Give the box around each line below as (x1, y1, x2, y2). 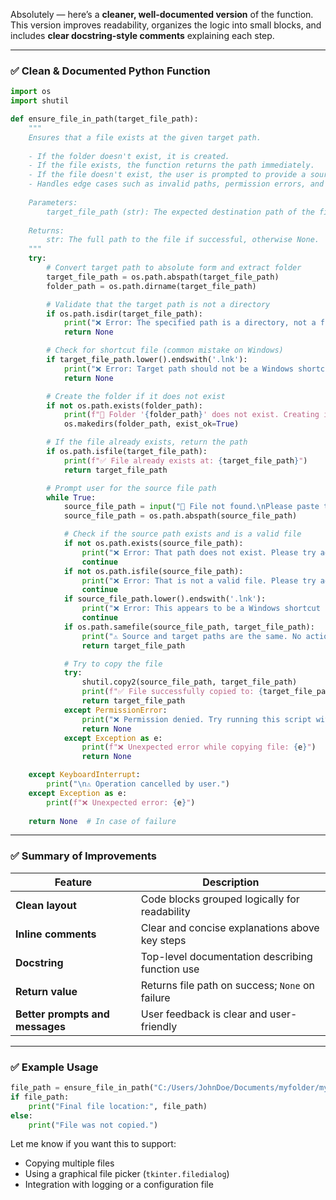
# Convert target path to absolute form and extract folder (46, 263, 302, 273)
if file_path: (10, 1092, 70, 1102)
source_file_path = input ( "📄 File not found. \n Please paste (63, 502, 320, 512)
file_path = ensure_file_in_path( (10, 1083, 155, 1093)
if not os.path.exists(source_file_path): (63, 539, 244, 549)
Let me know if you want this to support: (10, 1138, 177, 1150)
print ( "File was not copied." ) (28, 1120, 159, 1130)
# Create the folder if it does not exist (46, 391, 226, 401)
